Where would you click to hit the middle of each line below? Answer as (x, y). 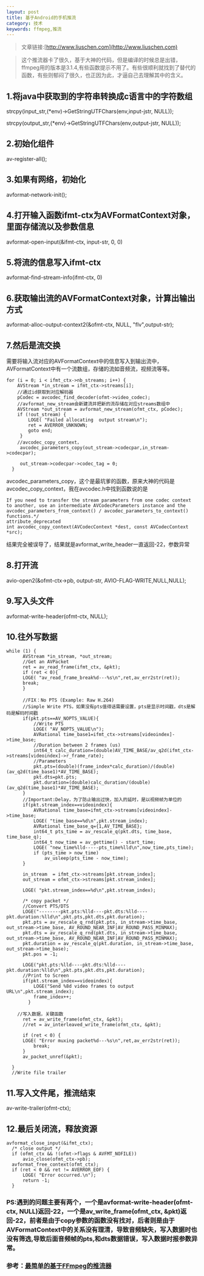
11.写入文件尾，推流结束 (51, 1093)
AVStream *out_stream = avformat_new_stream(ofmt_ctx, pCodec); (100, 409)
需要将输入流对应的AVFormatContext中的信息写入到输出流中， (84, 361)
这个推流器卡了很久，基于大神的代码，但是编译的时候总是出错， (101, 60)
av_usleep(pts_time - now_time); (87, 859)
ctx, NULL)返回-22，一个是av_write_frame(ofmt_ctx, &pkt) (93, 1211)
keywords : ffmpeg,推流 (34, 29)
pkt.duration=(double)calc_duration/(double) (92, 783)
